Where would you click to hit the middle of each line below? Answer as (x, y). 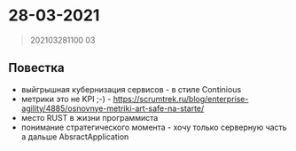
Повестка (36, 68)
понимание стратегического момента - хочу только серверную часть (154, 127)
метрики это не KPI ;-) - (66, 99)
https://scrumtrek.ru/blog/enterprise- (181, 99)
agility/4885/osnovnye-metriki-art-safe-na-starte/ (113, 108)
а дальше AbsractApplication (75, 136)
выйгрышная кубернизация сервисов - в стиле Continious (131, 89)
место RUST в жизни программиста (90, 117)
